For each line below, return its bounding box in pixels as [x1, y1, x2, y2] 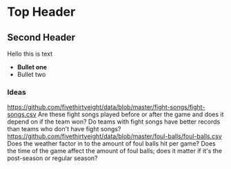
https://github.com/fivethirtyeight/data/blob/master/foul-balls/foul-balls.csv [7, 132, 222, 141]
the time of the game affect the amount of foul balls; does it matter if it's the [7, 147, 223, 155]
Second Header [7, 32, 76, 43]
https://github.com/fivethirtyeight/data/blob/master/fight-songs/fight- [7, 103, 205, 111]
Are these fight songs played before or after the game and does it [37, 111, 224, 119]
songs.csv [7, 111, 37, 119]
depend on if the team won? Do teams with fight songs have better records [7, 117, 221, 126]
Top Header [7, 4, 76, 20]
